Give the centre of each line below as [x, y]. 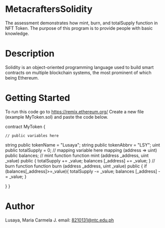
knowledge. [17, 33]
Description [30, 54]
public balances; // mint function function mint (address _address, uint [77, 155]
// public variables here [32, 136]
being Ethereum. [22, 77]
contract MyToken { [25, 126]
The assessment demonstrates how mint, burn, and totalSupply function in [82, 23]
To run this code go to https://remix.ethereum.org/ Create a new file [75, 112]
